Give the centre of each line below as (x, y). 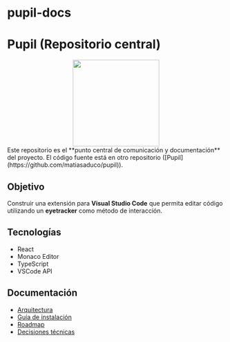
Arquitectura (35, 309)
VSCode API (35, 271)
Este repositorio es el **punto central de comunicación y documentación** (114, 150)
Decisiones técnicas (46, 332)
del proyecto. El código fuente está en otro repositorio (84, 158)
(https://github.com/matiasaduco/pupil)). (65, 165)
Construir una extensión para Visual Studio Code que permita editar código (115, 203)
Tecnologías (34, 232)
